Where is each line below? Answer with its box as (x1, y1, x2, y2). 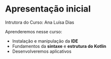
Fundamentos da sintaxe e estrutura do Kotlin (12, 43, 107, 49)
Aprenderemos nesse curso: (5, 29, 63, 34)
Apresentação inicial (5, 3, 91, 15)
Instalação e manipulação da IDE (12, 38, 78, 44)
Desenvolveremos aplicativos (12, 48, 72, 54)
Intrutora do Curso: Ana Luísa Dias (5, 19, 74, 25)
